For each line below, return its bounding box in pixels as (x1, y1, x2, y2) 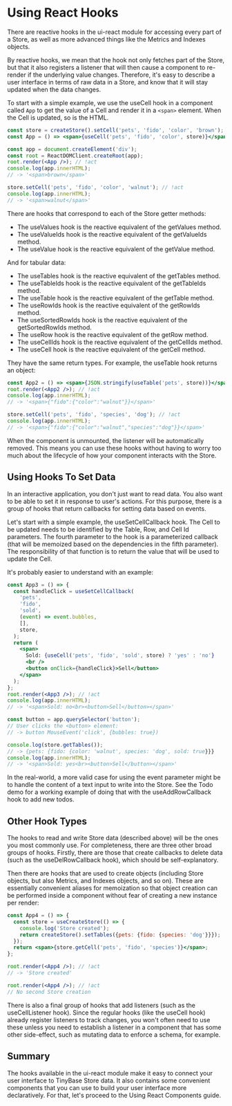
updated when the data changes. (7, 85, 101, 93)
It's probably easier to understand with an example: (7, 568, 154, 576)
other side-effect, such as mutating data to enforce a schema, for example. (7, 1030, 221, 1039)
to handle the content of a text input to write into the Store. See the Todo (7, 781, 213, 789)
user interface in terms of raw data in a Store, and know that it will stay (7, 78, 209, 86)
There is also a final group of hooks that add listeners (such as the (7, 1001, 195, 1009)
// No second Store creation (7, 988, 91, 995)
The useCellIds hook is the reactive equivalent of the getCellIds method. (17, 338, 223, 346)
